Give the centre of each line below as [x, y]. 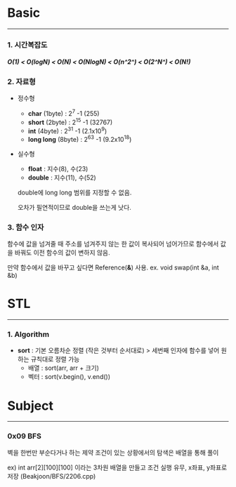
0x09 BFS [25, 436]
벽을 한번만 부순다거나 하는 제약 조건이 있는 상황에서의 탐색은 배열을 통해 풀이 [113, 452]
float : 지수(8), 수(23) [58, 168]
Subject [31, 406]
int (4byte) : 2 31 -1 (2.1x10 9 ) [67, 130]
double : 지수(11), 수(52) [62, 178]
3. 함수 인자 [26, 227]
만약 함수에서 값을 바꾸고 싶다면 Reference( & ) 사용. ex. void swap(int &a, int [113, 267]
